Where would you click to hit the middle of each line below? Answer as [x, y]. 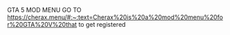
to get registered [102, 24]
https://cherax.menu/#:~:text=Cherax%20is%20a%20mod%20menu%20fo [115, 17]
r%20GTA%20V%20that [42, 24]
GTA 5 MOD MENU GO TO [44, 10]
